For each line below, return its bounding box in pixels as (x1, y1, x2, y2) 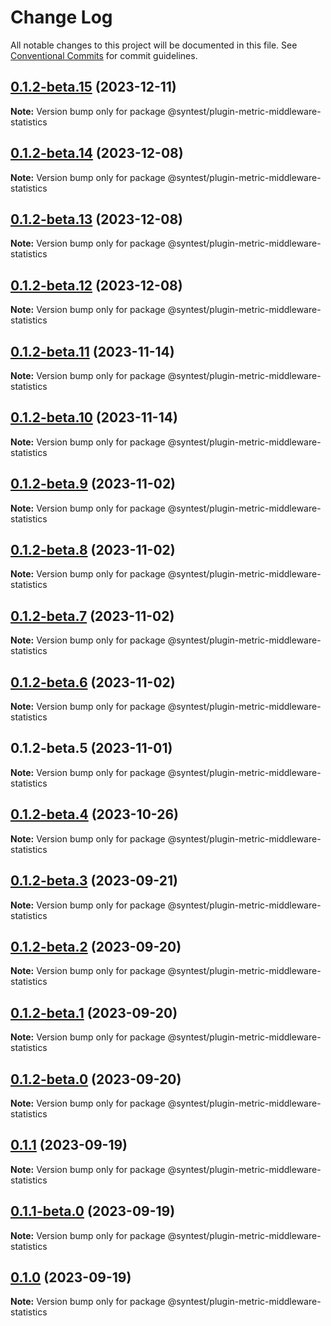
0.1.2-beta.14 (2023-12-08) (10, 145, 184, 162)
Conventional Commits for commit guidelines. (10, 49, 198, 61)
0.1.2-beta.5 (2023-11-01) (10, 740, 173, 757)
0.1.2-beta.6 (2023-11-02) (10, 674, 176, 691)
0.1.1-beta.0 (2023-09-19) (10, 1203, 176, 1220)
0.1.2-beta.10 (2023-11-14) (10, 409, 178, 426)
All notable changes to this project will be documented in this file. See (10, 39, 298, 51)
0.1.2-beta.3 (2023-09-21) (10, 872, 178, 890)
